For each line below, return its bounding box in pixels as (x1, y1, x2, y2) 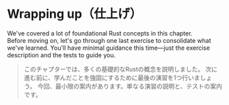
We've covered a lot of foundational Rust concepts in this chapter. (7, 29, 193, 37)
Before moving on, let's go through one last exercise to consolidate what (7, 36, 211, 44)
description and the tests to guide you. (7, 50, 116, 59)
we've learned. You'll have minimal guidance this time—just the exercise (7, 44, 211, 52)
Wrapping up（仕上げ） (7, 6, 142, 22)
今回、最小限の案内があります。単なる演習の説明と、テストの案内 (37, 82, 222, 90)
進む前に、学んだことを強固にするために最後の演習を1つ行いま (23, 73, 200, 82)
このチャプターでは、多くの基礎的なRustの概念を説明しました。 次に (23, 65, 218, 73)
